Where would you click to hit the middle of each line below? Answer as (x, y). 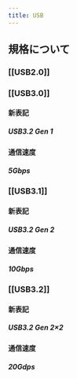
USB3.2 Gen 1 (31, 131)
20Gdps (22, 367)
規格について (39, 49)
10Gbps (21, 269)
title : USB (26, 15)
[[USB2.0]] (29, 72)
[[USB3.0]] (29, 93)
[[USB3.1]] (28, 191)
